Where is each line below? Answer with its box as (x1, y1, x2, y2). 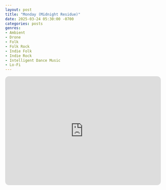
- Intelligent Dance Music (5, 58, 61, 63)
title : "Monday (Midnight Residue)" (5, 12, 81, 17)
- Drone (5, 35, 21, 40)
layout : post (5, 7, 32, 12)
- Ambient (5, 30, 26, 35)
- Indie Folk (5, 48, 32, 53)
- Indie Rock (5, 53, 32, 58)
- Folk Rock (5, 44, 30, 49)
